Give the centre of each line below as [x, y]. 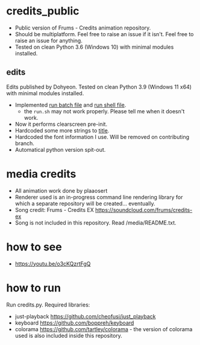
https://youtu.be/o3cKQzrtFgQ [53, 264]
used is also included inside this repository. [68, 335]
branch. [25, 143]
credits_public [43, 11]
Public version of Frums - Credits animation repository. [83, 28]
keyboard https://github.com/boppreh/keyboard [74, 323]
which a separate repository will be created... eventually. [85, 204]
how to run [34, 288]
